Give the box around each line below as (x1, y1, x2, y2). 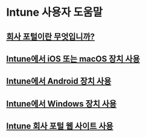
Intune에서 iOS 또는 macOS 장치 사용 (6, 54, 141, 64)
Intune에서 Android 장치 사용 (6, 76, 112, 86)
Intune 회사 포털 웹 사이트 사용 (6, 121, 113, 132)
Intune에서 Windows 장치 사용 (6, 98, 117, 109)
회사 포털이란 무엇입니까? (6, 31, 95, 42)
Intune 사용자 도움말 (6, 5, 103, 19)
